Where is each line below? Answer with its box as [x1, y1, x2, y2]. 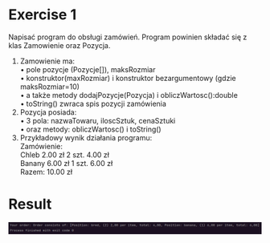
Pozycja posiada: [19, 107, 77, 117]
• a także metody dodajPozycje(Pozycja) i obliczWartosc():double [19, 90, 239, 99]
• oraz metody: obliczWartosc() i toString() [19, 124, 162, 134]
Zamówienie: [19, 141, 63, 151]
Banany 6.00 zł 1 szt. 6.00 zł [19, 158, 113, 168]
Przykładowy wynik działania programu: [19, 132, 153, 142]
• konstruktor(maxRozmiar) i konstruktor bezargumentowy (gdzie [19, 73, 236, 83]
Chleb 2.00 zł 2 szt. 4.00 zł [19, 150, 110, 160]
